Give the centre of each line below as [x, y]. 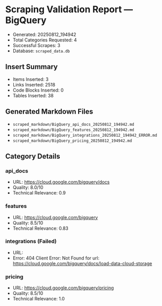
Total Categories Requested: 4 [45, 40]
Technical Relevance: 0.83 [40, 228]
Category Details [33, 156]
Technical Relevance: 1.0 [39, 299]
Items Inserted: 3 [30, 79]
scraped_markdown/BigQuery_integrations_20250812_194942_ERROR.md [85, 135]
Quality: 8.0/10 [28, 187]
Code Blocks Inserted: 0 [38, 90]
